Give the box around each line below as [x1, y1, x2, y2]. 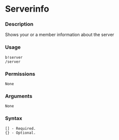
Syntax [5, 115, 22, 122]
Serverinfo [5, 3, 50, 15]
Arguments [5, 93, 33, 99]
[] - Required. [5, 126, 36, 131]
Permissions [5, 70, 36, 77]
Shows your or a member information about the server [5, 32, 115, 37]
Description [5, 21, 34, 28]
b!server [5, 55, 23, 60]
